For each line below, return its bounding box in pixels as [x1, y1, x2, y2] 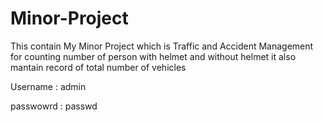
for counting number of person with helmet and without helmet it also [10, 50, 297, 62]
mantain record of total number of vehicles [10, 61, 187, 73]
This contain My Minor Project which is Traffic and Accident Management [10, 40, 314, 52]
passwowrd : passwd [10, 100, 98, 112]
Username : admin [10, 80, 87, 92]
